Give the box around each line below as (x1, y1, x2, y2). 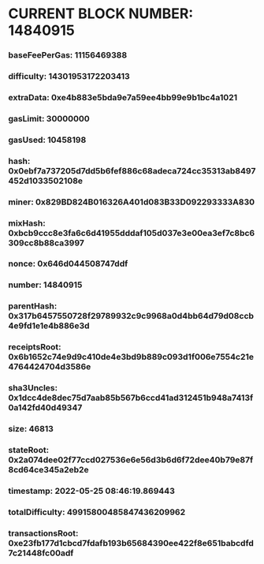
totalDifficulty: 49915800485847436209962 (8, 506, 186, 517)
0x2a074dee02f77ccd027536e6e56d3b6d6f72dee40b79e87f (8, 454, 254, 465)
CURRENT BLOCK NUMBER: (8, 5, 194, 23)
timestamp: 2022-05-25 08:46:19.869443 (8, 485, 175, 496)
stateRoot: (8, 445, 50, 456)
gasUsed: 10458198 (8, 134, 87, 145)
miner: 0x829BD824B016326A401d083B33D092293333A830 (8, 196, 255, 207)
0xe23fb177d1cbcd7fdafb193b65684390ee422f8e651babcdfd (8, 537, 255, 548)
